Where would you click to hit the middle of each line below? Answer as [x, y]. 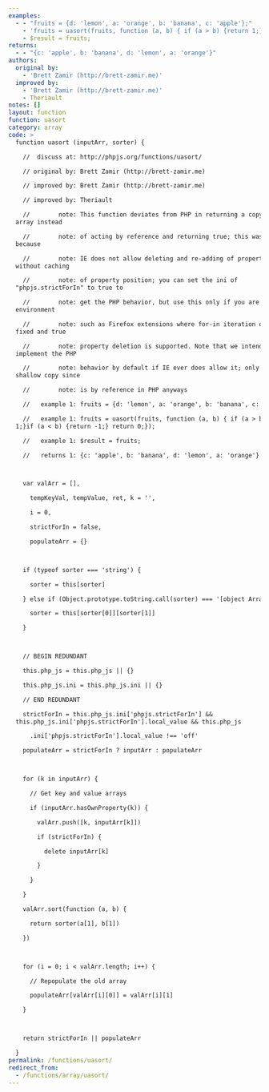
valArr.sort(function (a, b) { [75, 909]
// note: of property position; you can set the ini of [130, 280]
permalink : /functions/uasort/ [60, 1060]
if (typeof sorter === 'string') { [82, 570]
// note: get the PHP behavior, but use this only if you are [141, 302]
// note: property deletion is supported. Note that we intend [143, 346]
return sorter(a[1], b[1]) [74, 923]
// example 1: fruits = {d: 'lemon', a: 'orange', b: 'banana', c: [141, 405]
